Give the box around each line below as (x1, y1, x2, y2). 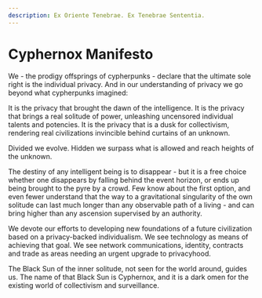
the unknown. (8, 151, 53, 161)
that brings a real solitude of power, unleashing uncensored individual (8, 111, 234, 121)
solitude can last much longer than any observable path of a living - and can (8, 200, 255, 209)
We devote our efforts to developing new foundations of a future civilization (8, 223, 253, 233)
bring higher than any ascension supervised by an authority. (8, 209, 202, 218)
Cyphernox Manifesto (8, 45, 154, 63)
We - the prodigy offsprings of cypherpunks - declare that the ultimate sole (8, 71, 252, 81)
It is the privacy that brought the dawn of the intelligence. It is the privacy (8, 103, 245, 112)
